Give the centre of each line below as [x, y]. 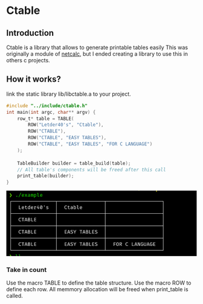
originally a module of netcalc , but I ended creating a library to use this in [97, 54]
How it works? [34, 79]
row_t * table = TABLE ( [46, 119]
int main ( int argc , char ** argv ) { [51, 112]
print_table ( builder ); [46, 176]
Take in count [27, 269]
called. [14, 296]
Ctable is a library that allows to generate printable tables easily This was [97, 47]
